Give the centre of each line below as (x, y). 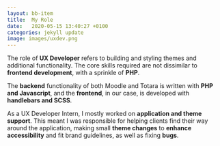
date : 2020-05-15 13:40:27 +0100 (58, 26)
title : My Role (30, 20)
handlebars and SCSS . (40, 100)
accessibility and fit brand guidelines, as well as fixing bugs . (93, 135)
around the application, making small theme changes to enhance (99, 128)
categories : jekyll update (45, 32)
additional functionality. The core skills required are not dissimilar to (102, 65)
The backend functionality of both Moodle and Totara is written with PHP (110, 86)
